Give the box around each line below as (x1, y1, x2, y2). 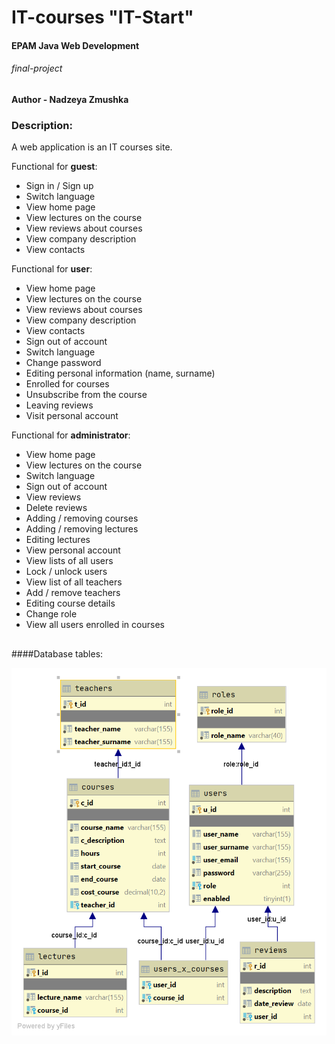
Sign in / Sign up (25, 180, 94, 192)
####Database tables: (11, 647, 104, 660)
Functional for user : (11, 263, 93, 275)
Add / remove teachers (25, 587, 121, 599)
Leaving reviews (25, 399, 94, 411)
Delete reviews (25, 502, 88, 514)
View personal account (25, 544, 121, 556)
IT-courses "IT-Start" (11, 6, 194, 29)
